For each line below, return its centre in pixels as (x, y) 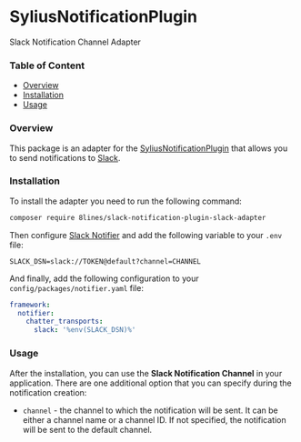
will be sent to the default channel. (87, 429)
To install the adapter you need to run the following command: (126, 201)
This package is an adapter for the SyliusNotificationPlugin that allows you (149, 148)
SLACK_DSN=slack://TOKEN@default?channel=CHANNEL (105, 261)
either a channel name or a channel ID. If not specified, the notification (154, 419)
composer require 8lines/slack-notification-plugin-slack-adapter (138, 217)
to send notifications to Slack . (65, 157)
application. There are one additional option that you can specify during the (151, 383)
